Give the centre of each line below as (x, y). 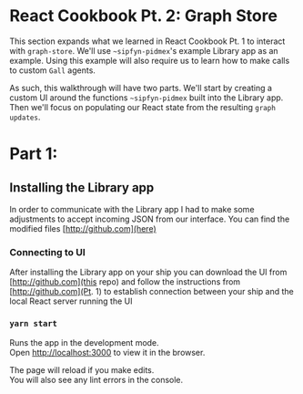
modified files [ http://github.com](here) (83, 228)
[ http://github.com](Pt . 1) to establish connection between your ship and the (151, 292)
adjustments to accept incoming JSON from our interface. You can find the (150, 219)
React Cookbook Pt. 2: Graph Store (143, 16)
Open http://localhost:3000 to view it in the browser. (107, 352)
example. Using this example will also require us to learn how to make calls (150, 60)
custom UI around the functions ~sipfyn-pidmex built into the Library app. (146, 98)
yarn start (33, 324)
